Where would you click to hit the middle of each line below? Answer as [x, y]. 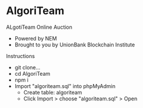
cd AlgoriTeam [32, 73]
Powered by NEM [36, 38]
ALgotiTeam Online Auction [39, 27]
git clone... [27, 67]
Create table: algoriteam [53, 92]
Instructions [21, 56]
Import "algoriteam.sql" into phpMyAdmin [65, 86]
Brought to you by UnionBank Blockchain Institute [75, 45]
